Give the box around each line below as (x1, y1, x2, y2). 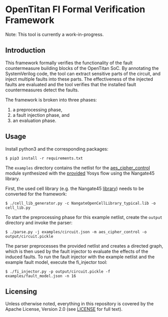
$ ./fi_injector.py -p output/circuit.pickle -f (5, 269, 110, 274)
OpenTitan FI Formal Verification (5, 4, 146, 15)
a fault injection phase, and (12, 112, 70, 118)
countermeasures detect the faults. (5, 87, 79, 93)
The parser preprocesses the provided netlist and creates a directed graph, (5, 242, 163, 249)
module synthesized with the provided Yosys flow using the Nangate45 (5, 170, 155, 176)
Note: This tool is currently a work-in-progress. (5, 31, 104, 37)
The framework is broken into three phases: (5, 96, 97, 103)
